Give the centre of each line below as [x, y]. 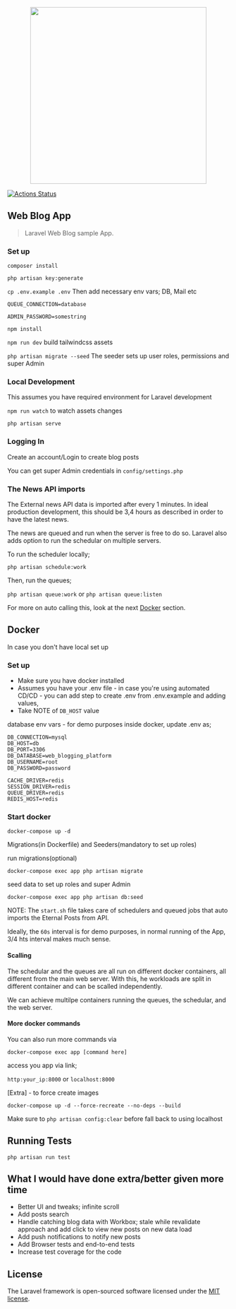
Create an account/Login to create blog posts [73, 457]
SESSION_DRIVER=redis [39, 787]
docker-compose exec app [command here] [68, 1052]
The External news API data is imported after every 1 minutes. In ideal [108, 504]
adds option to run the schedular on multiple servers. [84, 540]
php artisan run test [39, 1157]
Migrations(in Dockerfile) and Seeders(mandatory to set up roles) [102, 845]
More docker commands [44, 1023]
